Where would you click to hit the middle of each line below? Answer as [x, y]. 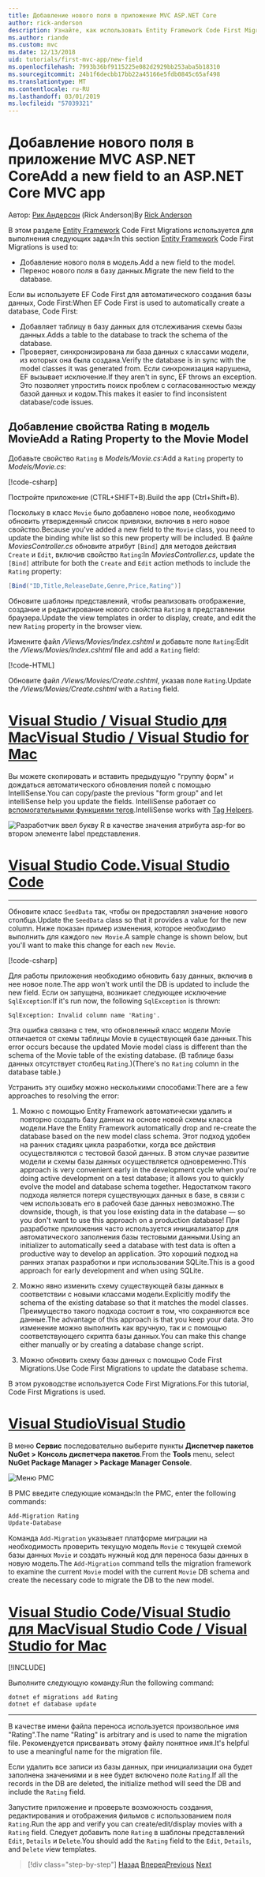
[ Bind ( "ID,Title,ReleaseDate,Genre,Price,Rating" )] [95, 585]
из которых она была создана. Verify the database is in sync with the [132, 360]
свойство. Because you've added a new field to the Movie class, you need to [132, 529]
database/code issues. [57, 402]
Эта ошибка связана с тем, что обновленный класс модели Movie [119, 1030]
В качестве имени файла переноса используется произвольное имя [124, 1726]
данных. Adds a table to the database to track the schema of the [124, 335]
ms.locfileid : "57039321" [50, 103]
